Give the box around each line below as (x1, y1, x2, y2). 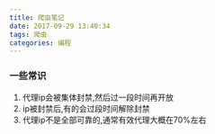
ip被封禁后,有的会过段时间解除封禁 (22, 103, 150, 113)
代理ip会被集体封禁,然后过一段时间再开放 (22, 92, 174, 103)
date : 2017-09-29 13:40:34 (9, 22, 111, 31)
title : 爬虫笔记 (9, 13, 65, 22)
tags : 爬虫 (9, 30, 48, 39)
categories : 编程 (9, 38, 72, 48)
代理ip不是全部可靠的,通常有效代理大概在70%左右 (22, 114, 207, 125)
